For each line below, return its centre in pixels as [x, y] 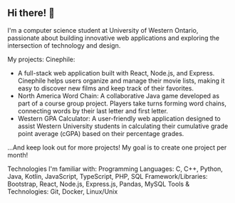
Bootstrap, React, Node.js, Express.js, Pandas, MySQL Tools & [99, 184]
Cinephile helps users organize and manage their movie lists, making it [121, 80]
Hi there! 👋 [31, 13]
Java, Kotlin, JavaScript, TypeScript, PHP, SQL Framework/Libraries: [108, 176]
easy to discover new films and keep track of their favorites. [106, 88]
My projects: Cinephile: [41, 59]
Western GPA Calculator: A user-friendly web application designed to [119, 118]
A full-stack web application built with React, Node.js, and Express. [116, 73]
